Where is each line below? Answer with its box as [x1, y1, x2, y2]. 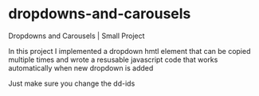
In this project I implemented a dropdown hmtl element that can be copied [8, 46, 251, 56]
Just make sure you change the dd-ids [8, 79, 135, 88]
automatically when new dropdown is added [8, 63, 154, 72]
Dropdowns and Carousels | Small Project [8, 31, 145, 40]
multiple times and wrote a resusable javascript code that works [8, 55, 218, 64]
